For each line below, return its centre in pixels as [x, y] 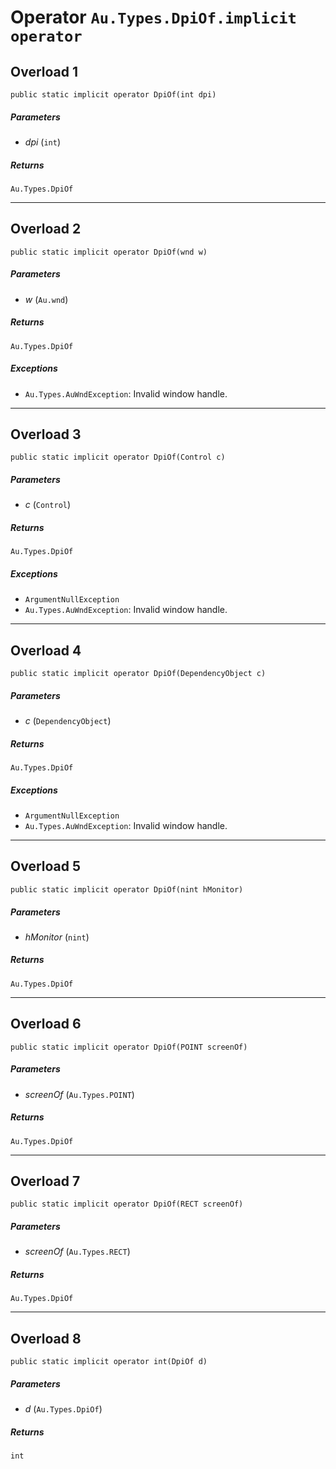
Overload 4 [46, 650]
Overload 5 [46, 866]
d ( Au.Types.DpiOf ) [63, 1409]
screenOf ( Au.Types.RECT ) [77, 1252]
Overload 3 [46, 434]
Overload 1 [44, 71]
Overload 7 [45, 1181]
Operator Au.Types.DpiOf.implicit [153, 17]
